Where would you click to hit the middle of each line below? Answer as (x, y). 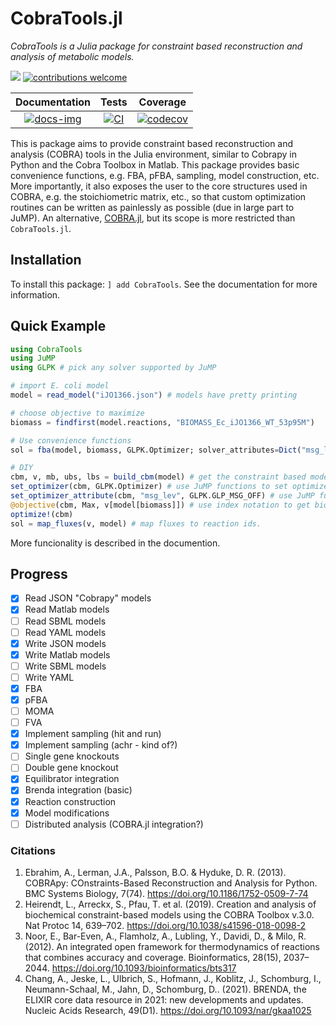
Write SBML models (65, 666)
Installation (46, 260)
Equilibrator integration (72, 779)
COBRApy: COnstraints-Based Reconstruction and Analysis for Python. (171, 883)
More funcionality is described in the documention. (115, 543)
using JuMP (33, 358)
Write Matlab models (67, 654)
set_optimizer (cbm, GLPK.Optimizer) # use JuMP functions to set (149, 487)
